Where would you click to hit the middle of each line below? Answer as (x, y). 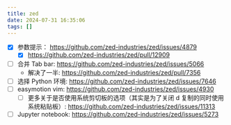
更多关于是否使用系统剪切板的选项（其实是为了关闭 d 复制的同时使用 (126, 97)
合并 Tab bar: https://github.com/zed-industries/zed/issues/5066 (111, 64)
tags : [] (20, 26)
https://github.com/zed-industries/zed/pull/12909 (99, 55)
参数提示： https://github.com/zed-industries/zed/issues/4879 (107, 47)
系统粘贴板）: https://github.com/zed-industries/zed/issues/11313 (121, 106)
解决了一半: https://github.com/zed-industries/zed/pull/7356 (114, 72)
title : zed (23, 14)
